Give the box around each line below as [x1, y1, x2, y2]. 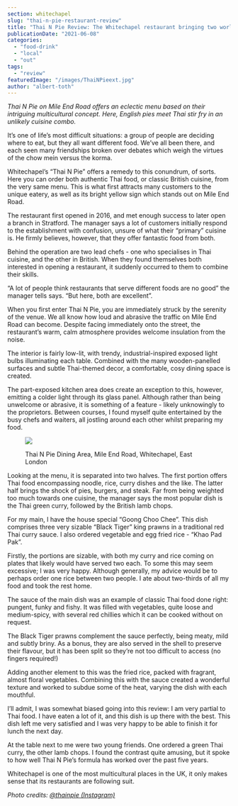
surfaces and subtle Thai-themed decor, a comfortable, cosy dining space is [7, 364, 231, 373]
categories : [7, 37, 42, 44]
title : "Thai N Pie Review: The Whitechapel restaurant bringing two [7, 23, 217, 30]
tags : [7, 63, 23, 70]
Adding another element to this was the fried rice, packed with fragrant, [7, 668, 217, 677]
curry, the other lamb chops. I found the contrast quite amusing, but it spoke [7, 749, 230, 757]
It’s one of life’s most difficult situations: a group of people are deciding [7, 131, 215, 140]
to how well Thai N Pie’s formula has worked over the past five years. [7, 756, 209, 764]
